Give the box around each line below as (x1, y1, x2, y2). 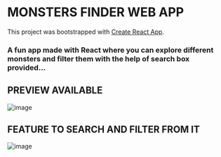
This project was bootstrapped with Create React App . (7, 27, 165, 36)
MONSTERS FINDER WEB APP (7, 4, 185, 20)
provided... (7, 63, 46, 73)
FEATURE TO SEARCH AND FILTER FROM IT (7, 124, 200, 136)
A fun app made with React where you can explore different (7, 45, 214, 55)
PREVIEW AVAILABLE (7, 84, 103, 96)
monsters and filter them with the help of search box (7, 54, 190, 63)
